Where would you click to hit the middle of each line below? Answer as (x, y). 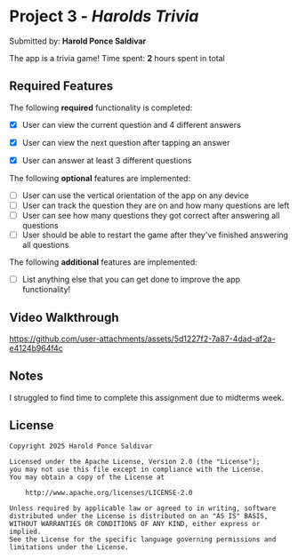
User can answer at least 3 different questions (107, 160)
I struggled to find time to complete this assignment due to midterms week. (147, 397)
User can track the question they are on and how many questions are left (156, 205)
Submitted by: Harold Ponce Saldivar (78, 41)
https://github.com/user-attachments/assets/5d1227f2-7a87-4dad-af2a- (142, 339)
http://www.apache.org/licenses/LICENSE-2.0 (109, 492)
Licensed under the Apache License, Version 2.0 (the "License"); (135, 461)
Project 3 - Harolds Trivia (104, 16)
